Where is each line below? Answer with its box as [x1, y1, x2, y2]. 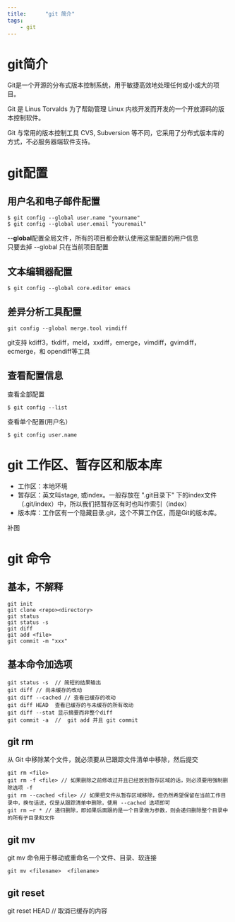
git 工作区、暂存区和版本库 [7, 457, 162, 473]
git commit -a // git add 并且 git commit [7, 716, 138, 724]
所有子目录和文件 [12, 814, 55, 822]
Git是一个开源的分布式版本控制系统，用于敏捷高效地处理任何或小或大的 [7, 81, 214, 89]
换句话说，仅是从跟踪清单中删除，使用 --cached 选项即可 [23, 800, 171, 807]
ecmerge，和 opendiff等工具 [7, 347, 90, 355]
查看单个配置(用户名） [7, 417, 72, 425]
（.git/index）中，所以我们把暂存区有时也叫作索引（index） [17, 500, 191, 508]
